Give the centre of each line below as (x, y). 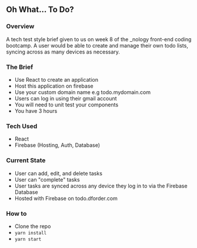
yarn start (28, 239)
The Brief (20, 67)
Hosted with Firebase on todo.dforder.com (66, 198)
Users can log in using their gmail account (66, 98)
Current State (26, 160)
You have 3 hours (36, 110)
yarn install (31, 233)
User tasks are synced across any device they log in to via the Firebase (101, 186)
